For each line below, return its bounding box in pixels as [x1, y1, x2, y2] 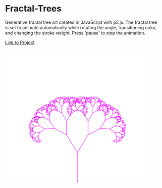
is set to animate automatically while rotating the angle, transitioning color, [5, 24, 157, 30]
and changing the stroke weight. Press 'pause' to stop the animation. [5, 30, 145, 36]
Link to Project [5, 39, 35, 45]
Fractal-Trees [5, 3, 62, 14]
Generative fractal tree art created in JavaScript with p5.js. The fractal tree [5, 19, 158, 25]
